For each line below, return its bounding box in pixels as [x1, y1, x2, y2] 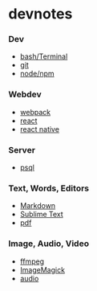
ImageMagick [19, 264, 66, 274]
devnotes [8, 5, 73, 23]
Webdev [8, 89, 42, 100]
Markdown [19, 201, 56, 211]
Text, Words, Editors [8, 182, 90, 194]
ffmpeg [19, 256, 45, 266]
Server [8, 144, 36, 155]
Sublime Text [19, 210, 64, 219]
